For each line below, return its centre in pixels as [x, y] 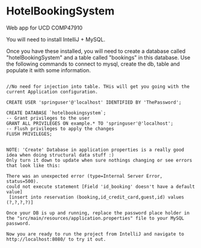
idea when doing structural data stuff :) [60, 155]
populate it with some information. [49, 70]
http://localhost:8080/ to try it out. [56, 239]
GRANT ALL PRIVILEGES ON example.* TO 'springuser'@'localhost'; [90, 123]
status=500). [23, 181]
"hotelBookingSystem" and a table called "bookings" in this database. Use [98, 57]
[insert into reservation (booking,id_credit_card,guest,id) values [97, 197]
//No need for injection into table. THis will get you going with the [98, 86]
